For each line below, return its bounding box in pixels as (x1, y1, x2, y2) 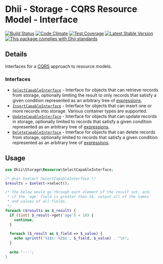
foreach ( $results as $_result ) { (5, 208, 77, 213)
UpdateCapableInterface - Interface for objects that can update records (12, 113, 157, 120)
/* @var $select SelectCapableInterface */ (5, 176, 96, 181)
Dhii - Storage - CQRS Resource (5, 3, 137, 15)
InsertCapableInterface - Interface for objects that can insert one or (12, 103, 152, 109)
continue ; (14, 217, 35, 222)
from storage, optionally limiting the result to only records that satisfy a (12, 92, 157, 98)
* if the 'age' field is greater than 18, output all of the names (7, 195, 149, 199)
